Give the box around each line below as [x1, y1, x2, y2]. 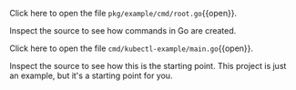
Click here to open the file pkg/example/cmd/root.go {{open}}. [9, 8, 238, 18]
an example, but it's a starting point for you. [9, 70, 173, 81]
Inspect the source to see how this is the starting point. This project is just [9, 61, 287, 71]
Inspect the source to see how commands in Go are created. [9, 25, 237, 35]
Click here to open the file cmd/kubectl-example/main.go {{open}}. [9, 43, 253, 54]
